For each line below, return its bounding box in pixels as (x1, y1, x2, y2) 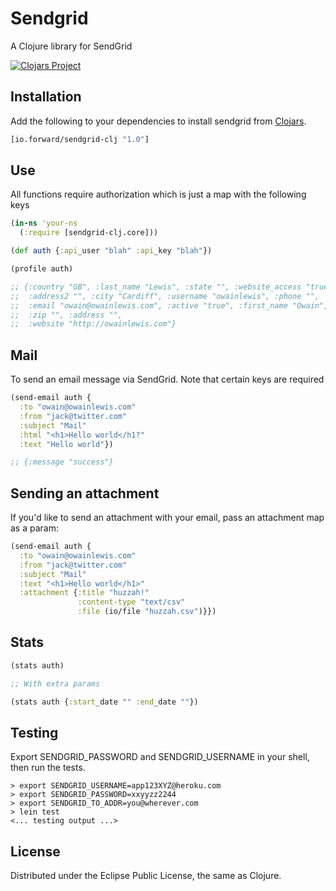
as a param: (10, 522, 59, 534)
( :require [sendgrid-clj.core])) (19, 228, 159, 238)
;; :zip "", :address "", (10, 310, 123, 320)
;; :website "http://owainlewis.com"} (10, 319, 177, 329)
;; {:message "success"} (10, 457, 114, 467)
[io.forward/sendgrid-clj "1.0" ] (10, 134, 150, 144)
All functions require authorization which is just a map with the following (10, 188, 307, 201)
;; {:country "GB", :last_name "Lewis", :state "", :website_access (10, 282, 302, 292)
